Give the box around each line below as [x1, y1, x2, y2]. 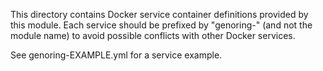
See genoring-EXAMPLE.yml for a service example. [10, 49, 223, 61]
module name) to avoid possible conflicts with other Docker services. [10, 30, 296, 41]
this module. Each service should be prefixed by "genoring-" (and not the [10, 19, 313, 31]
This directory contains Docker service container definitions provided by [10, 9, 309, 20]
